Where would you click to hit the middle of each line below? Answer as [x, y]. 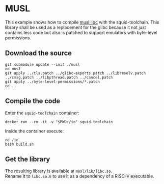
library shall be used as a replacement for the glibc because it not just [76, 27]
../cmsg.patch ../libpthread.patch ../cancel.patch [59, 77]
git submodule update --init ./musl [42, 64]
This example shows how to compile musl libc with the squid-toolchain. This [82, 22]
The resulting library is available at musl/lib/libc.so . [59, 171]
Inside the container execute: [34, 131]
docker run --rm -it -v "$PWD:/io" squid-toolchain [59, 122]
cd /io [12, 140]
